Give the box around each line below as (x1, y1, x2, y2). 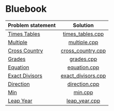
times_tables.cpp (63, 30, 104, 38)
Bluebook (5, 3, 47, 15)
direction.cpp (67, 80, 100, 87)
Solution (72, 22, 94, 29)
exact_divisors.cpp (61, 72, 106, 79)
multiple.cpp (68, 39, 99, 46)
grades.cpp (69, 55, 98, 62)
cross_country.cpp (61, 47, 106, 54)
